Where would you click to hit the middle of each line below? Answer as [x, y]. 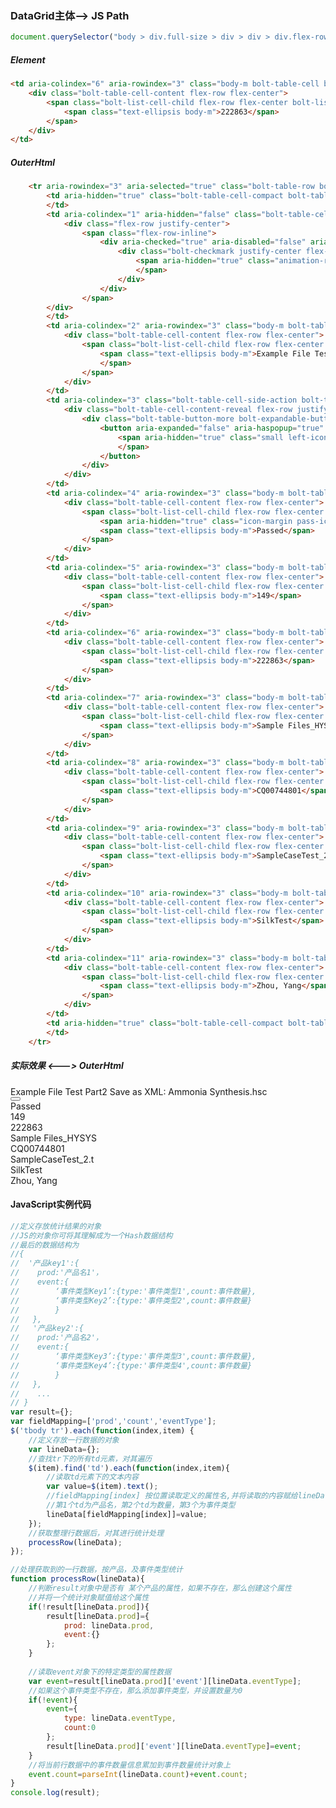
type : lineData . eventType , [120, 1718]
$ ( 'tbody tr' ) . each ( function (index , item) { [102, 1431]
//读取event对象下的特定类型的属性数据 [100, 1672]
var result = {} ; [42, 1412]
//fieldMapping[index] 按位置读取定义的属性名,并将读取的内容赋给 [172, 1496]
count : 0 [80, 1728]
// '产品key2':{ [47, 1328]
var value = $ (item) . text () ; [102, 1487]
